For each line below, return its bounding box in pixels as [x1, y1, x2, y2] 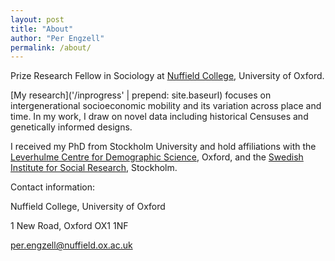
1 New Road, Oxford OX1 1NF [10, 220, 129, 232]
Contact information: [10, 181, 96, 193]
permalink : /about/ [10, 42, 92, 53]
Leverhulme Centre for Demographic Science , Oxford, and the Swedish [10, 151, 304, 163]
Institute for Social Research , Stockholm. [10, 162, 178, 174]
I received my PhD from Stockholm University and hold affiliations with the [10, 141, 317, 153]
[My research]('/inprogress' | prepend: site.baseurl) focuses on [10, 89, 272, 101]
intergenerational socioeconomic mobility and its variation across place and [10, 100, 322, 112]
